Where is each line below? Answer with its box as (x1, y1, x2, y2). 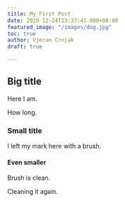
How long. (7, 108, 37, 117)
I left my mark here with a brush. (7, 142, 102, 151)
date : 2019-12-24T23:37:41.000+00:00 (7, 17, 119, 24)
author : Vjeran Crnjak (7, 37, 74, 44)
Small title (7, 125, 42, 135)
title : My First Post (7, 10, 71, 18)
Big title (7, 76, 42, 88)
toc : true (7, 30, 37, 37)
